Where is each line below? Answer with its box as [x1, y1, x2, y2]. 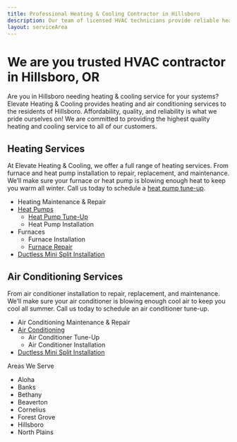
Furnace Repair [28, 243, 73, 251]
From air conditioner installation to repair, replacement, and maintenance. [7, 289, 220, 297]
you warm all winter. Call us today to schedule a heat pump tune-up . [7, 184, 206, 193]
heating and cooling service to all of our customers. [7, 122, 157, 131]
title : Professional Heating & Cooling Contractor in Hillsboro [7, 10, 200, 18]
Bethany [17, 390, 42, 399]
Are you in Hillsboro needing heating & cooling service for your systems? [7, 92, 219, 101]
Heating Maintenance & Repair [17, 198, 107, 206]
